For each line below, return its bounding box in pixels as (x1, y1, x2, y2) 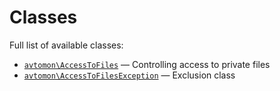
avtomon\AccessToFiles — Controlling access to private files (23, 58, 271, 70)
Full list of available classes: (9, 39, 124, 51)
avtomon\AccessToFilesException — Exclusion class (23, 69, 236, 81)
